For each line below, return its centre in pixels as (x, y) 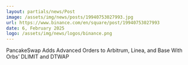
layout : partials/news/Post (41, 12)
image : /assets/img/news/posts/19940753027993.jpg (70, 17)
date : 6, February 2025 (35, 28)
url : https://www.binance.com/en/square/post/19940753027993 (83, 22)
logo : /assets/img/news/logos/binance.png (59, 34)
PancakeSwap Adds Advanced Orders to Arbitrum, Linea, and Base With (94, 50)
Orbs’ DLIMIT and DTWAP (38, 57)
